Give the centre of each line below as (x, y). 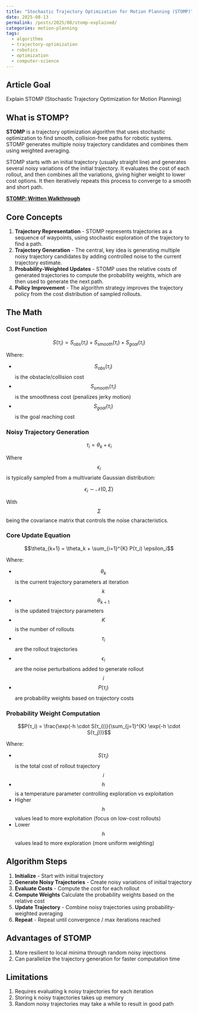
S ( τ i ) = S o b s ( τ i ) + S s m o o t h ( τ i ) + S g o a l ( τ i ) (99, 343)
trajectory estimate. (38, 263)
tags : (13, 34)
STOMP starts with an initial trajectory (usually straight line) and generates (96, 162)
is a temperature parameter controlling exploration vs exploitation (94, 794)
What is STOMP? (38, 118)
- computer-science (35, 61)
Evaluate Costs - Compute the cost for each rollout (77, 888)
